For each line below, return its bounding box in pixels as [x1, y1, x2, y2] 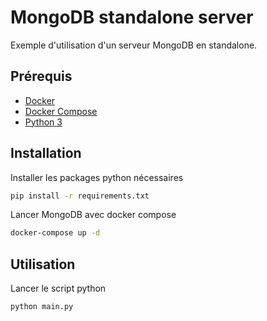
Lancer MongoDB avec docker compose [10, 209, 177, 221]
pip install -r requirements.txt [10, 191, 150, 201]
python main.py [10, 302, 74, 312]
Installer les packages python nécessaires [10, 171, 184, 183]
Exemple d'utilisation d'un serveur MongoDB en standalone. [10, 39, 258, 51]
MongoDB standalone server [10, 6, 254, 29]
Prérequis [10, 68, 73, 85]
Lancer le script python [10, 282, 107, 295]
